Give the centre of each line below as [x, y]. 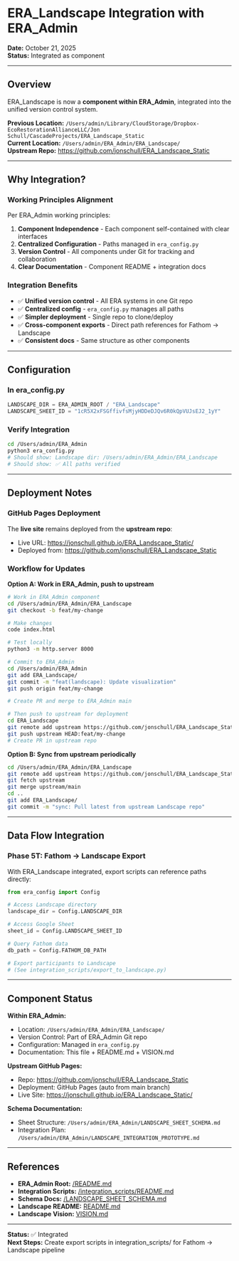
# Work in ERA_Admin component [54, 597]
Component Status [50, 998]
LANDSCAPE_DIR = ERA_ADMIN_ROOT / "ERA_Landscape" [84, 405]
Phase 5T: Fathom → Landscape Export [76, 856]
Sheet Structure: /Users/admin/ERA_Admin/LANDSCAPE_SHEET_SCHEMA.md [119, 1122]
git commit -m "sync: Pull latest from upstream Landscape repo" [106, 807]
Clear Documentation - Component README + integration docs [112, 267]
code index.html [31, 630]
